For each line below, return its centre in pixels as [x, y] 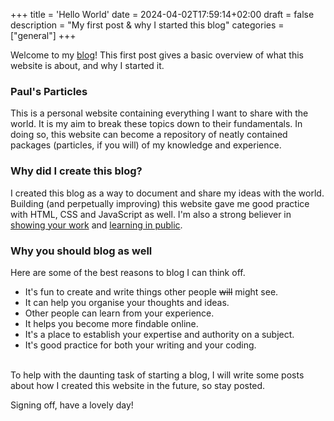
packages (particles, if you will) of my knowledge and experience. [146, 145]
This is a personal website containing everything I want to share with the [159, 113]
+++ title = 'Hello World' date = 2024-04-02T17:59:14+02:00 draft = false [162, 14]
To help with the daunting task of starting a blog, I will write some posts [157, 375]
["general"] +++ [43, 35]
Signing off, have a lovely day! [72, 405]
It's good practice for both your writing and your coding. [140, 345]
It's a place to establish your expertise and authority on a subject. [159, 334]
